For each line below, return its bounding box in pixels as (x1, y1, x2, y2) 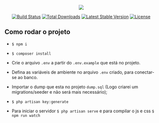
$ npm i (11, 41, 27, 46)
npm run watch (11, 113, 40, 118)
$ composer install (11, 51, 52, 56)
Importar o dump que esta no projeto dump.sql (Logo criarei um (11, 83, 139, 90)
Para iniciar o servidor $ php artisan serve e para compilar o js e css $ (11, 108, 154, 114)
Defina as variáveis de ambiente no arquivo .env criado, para (11, 69, 134, 75)
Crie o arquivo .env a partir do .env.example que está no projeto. (11, 60, 141, 65)
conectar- (134, 69, 155, 75)
